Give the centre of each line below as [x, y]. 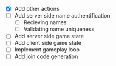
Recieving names [45, 22]
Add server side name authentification [62, 16]
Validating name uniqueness [59, 29]
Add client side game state [48, 43]
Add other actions [37, 9]
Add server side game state [49, 36]
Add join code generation [46, 56]
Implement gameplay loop [47, 50]
